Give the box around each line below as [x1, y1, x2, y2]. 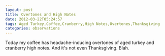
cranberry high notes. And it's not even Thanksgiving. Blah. [5, 45, 129, 51]
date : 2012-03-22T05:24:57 [5, 16, 62, 21]
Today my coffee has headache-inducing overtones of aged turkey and [5, 39, 154, 45]
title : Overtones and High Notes [5, 12, 76, 17]
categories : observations [5, 26, 60, 31]
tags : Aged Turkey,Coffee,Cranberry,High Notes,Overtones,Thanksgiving [5, 21, 160, 26]
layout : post [5, 7, 33, 12]
